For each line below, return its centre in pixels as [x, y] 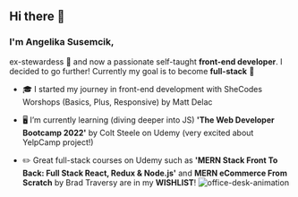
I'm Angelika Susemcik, [62, 42]
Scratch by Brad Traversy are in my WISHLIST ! [109, 182]
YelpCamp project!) [58, 142]
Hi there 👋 [37, 17]
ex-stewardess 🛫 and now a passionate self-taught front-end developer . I [146, 61]
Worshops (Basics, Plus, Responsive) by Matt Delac [117, 102]
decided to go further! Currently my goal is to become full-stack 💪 [132, 71]
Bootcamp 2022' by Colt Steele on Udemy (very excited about [138, 133]
